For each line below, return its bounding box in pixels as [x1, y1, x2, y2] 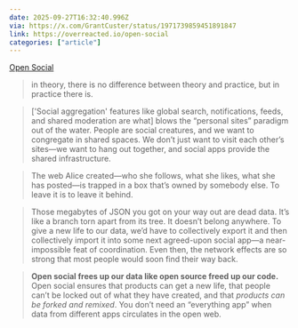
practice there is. [30, 89, 93, 100]
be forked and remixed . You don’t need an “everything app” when [30, 300, 272, 310]
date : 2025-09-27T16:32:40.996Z [9, 12, 129, 22]
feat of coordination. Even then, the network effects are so [72, 244, 287, 255]
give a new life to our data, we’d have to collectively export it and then [30, 226, 287, 236]
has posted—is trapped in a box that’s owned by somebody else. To [30, 180, 280, 191]
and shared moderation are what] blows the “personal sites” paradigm [30, 116, 289, 126]
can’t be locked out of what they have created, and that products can [30, 290, 286, 300]
